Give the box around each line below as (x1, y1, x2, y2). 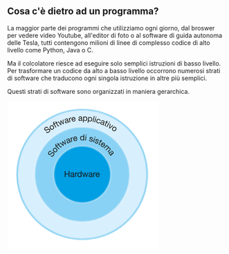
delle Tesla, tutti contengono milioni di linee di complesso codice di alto (7, 38, 210, 47)
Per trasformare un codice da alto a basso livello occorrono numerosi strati (7, 66, 221, 75)
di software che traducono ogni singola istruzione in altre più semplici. (7, 74, 208, 82)
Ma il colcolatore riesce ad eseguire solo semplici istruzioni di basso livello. (7, 59, 221, 68)
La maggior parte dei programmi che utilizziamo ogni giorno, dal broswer (7, 23, 215, 32)
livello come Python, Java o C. (7, 46, 93, 54)
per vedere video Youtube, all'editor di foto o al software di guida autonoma (7, 31, 223, 39)
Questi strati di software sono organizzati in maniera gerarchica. (7, 87, 190, 95)
